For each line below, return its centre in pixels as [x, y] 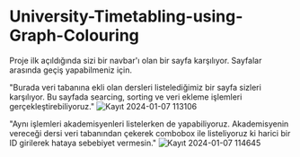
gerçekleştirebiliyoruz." [52, 106]
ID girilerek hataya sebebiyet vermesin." [83, 143]
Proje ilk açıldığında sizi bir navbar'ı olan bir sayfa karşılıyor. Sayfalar [136, 60]
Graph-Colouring [74, 35]
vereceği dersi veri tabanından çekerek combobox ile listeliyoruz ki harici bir [150, 133]
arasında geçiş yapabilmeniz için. [71, 70]
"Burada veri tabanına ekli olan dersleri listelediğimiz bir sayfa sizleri [136, 87]
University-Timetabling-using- [126, 17]
